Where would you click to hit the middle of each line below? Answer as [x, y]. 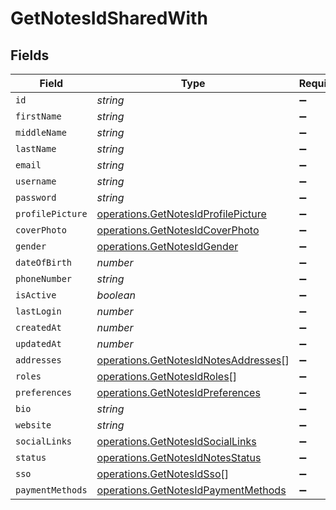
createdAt [38, 327]
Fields [30, 55]
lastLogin [38, 311]
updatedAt [38, 343]
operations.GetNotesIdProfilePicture [181, 214]
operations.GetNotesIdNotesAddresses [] [193, 360]
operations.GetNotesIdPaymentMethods [191, 490]
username [36, 181]
